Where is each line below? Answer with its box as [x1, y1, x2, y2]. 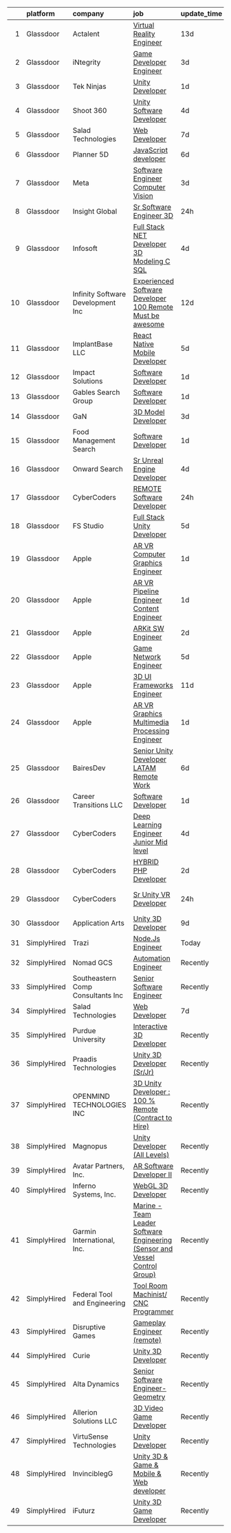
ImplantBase [72, 339, 113, 349]
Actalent [72, 29, 100, 39]
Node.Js [133, 934, 160, 943]
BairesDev [72, 763, 106, 773]
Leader [133, 1218, 156, 1228]
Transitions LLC [72, 800, 123, 809]
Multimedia [133, 718, 170, 727]
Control [133, 1261, 157, 1270]
